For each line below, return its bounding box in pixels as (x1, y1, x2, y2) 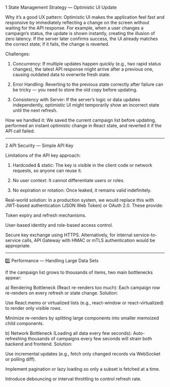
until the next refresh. (12, 108, 58, 113)
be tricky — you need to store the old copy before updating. (12, 87, 138, 93)
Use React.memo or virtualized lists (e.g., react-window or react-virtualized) (5, 300, 164, 306)
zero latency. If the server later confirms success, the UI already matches (5, 36, 158, 42)
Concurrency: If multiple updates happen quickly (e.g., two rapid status (12, 61, 161, 66)
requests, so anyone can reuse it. (12, 167, 82, 173)
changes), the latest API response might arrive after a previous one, (12, 66, 154, 72)
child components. (5, 321, 44, 326)
